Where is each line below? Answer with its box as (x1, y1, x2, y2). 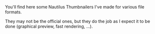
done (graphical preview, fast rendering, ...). (5, 23, 93, 29)
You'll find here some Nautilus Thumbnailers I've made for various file (5, 4, 145, 10)
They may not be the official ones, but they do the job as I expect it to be (5, 19, 151, 24)
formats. (5, 9, 22, 15)
